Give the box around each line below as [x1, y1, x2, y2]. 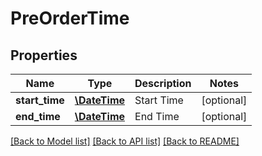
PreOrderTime [10, 7, 130, 30]
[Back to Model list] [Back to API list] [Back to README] [10, 135, 240, 147]
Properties [10, 47, 78, 64]
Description [134, 77, 192, 90]
